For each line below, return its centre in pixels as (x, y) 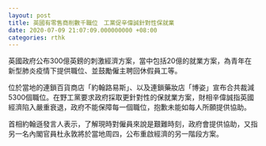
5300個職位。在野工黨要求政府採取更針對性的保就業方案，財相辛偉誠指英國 (131, 97)
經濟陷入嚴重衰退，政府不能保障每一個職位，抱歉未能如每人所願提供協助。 (129, 107)
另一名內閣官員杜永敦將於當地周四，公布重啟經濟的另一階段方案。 (116, 134)
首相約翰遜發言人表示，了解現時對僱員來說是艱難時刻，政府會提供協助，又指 (133, 124)
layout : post (30, 15)
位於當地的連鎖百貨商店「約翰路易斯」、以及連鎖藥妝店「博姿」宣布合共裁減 (131, 88)
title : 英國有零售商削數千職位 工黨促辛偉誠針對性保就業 (91, 23)
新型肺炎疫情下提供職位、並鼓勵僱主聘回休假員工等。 (95, 71)
